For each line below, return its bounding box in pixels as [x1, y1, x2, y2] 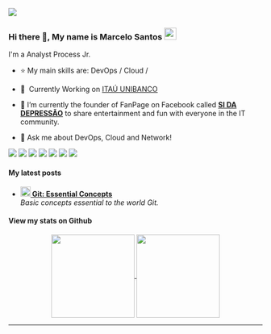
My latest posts [8, 168, 62, 177]
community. [19, 117, 60, 127]
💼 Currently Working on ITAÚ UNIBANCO [19, 85, 158, 94]
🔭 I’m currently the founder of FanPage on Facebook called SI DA [19, 100, 237, 110]
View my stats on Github [8, 216, 93, 226]
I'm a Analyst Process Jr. [8, 49, 91, 60]
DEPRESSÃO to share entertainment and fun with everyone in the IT [19, 109, 246, 119]
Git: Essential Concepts [31, 189, 113, 198]
